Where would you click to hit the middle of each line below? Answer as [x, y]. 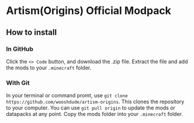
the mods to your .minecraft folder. [49, 68]
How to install [32, 32]
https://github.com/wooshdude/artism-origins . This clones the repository [95, 102]
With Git [18, 83]
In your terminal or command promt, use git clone [67, 96]
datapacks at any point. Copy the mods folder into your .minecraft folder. [94, 114]
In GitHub [20, 49]
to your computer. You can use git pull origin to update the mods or [91, 108]
